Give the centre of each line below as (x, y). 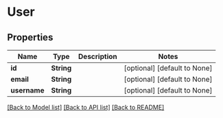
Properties (30, 37)
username (27, 90)
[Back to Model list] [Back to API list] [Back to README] (86, 107)
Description (98, 57)
